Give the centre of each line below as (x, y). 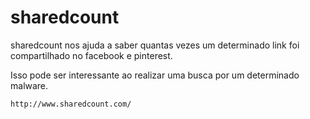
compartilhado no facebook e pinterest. (91, 55)
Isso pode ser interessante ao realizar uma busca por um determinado (155, 75)
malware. (29, 85)
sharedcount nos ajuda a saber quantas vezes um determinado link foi (155, 45)
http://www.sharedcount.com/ (71, 104)
